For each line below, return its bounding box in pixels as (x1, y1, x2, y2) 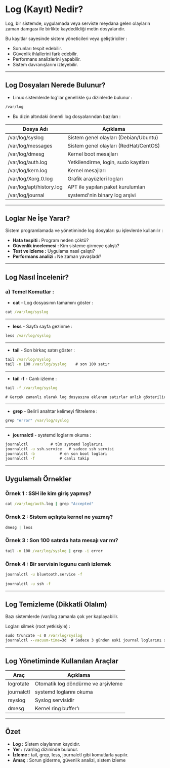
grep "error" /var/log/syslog (5, 418, 69, 424)
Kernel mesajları (67, 167, 106, 174)
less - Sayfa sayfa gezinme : (12, 323, 72, 329)
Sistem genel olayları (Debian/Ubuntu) (67, 134, 158, 141)
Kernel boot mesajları (67, 150, 118, 158)
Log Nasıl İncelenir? (5, 273, 69, 282)
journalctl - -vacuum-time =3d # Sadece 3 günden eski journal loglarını (5, 638, 162, 643)
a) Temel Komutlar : (5, 288, 55, 295)
